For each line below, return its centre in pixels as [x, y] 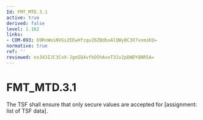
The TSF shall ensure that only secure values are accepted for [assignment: [102, 104]
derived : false [26, 23]
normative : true [27, 46]
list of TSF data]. [27, 111]
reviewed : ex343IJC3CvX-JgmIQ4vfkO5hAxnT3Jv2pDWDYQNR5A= [80, 57]
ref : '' [16, 52]
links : [15, 35]
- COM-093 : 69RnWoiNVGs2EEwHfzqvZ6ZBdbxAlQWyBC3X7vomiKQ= [82, 40]
